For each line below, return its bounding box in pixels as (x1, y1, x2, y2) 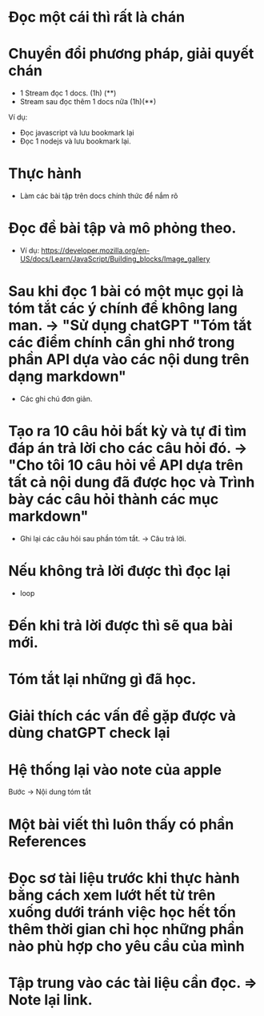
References (8, 832, 86, 850)
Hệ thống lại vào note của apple (8, 760, 222, 779)
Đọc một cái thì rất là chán (8, 8, 186, 26)
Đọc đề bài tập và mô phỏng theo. (8, 219, 237, 237)
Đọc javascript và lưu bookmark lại (19, 128, 134, 138)
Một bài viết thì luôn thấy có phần (8, 815, 234, 833)
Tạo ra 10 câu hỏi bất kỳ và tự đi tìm (8, 422, 247, 440)
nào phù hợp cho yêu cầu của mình (8, 937, 246, 955)
